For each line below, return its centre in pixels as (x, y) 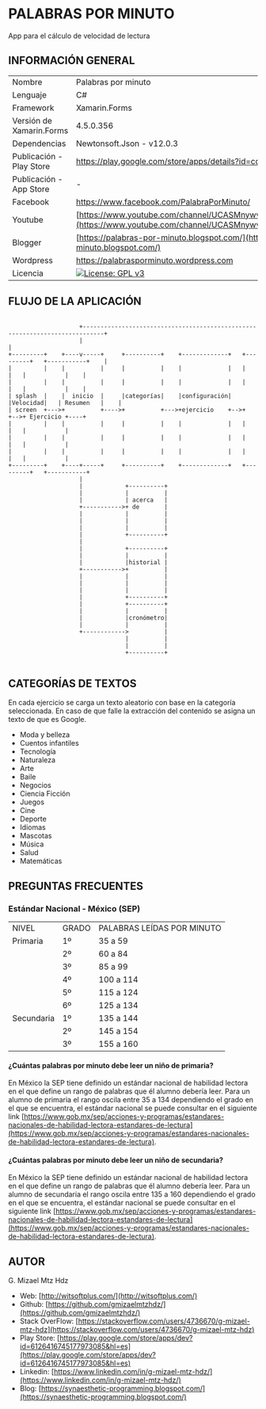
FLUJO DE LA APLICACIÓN (75, 302)
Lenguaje (30, 94)
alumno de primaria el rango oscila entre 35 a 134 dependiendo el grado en (131, 1100)
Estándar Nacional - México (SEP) (74, 908)
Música (32, 844)
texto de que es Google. (47, 720)
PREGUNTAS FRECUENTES (76, 886)
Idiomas (32, 827)
